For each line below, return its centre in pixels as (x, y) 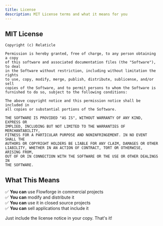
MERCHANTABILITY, (23, 131)
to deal (13, 67)
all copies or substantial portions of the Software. (61, 110)
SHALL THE (15, 139)
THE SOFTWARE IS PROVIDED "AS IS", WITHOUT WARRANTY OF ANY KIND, (74, 118)
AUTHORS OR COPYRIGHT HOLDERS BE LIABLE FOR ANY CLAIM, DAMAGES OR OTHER (82, 144)
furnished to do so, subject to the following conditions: (66, 92)
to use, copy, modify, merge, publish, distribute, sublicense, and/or (79, 79)
